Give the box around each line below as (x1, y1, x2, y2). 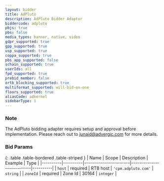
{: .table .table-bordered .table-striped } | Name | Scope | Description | (5, 154, 148, 160)
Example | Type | (5, 160, 39, 166)
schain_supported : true (5, 62, 54, 67)
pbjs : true (5, 26, 28, 30)
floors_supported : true (5, 90, 54, 94)
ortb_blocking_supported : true (5, 80, 69, 85)
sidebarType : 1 (5, 99, 36, 104)
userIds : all (5, 67, 32, 72)
